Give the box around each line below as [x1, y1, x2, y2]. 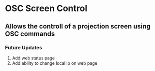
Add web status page [12, 55, 55, 61]
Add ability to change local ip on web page [12, 60, 98, 66]
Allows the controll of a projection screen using [5, 22, 151, 30]
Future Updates [5, 44, 43, 51]
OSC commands [5, 29, 55, 38]
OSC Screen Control [5, 3, 88, 14]
